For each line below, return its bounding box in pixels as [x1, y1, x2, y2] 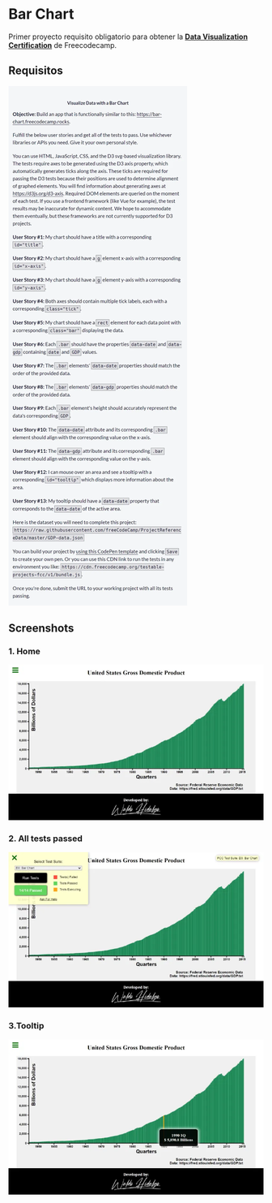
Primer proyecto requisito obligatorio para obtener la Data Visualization [8, 32, 249, 41]
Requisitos [8, 64, 63, 78]
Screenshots [8, 622, 74, 636]
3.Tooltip [8, 1020, 45, 1032]
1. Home [8, 646, 40, 658]
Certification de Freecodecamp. [8, 40, 117, 50]
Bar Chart [8, 5, 74, 24]
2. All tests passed [8, 833, 83, 844]
